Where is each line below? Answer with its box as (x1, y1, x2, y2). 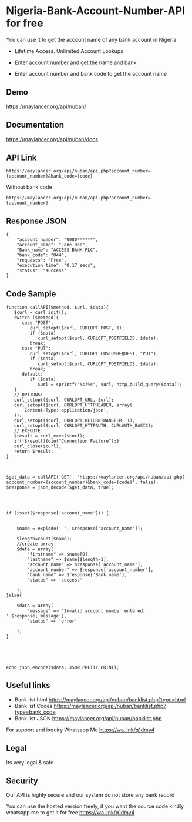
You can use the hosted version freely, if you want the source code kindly (6, 803, 184, 810)
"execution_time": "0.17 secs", (16, 263, 96, 269)
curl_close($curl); (14, 443, 62, 449)
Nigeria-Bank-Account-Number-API (6, 4, 185, 18)
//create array (16, 541, 54, 547)
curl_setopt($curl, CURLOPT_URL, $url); (14, 397, 114, 403)
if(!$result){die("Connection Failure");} (14, 438, 119, 444)
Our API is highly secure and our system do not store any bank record (6, 791, 175, 798)
